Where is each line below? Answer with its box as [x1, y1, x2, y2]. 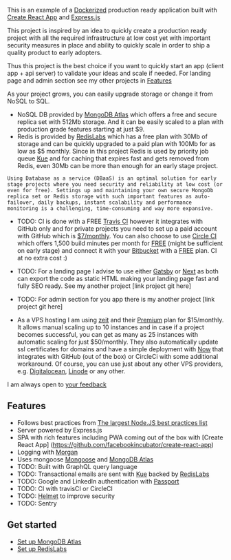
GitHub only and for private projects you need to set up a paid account [16, 225, 217, 233]
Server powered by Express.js [16, 426, 102, 434]
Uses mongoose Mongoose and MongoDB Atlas [16, 455, 153, 464]
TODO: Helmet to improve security [16, 492, 115, 500]
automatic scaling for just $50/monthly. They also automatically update [16, 338, 219, 346]
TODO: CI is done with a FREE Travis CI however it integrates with [16, 217, 203, 225]
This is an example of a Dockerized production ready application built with [7, 6, 218, 14]
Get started [7, 519, 57, 531]
